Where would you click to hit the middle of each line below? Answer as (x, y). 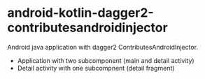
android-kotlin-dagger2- (80, 13)
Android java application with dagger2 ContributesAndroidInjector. (102, 47)
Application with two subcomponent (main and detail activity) (106, 60)
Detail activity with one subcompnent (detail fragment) (96, 68)
